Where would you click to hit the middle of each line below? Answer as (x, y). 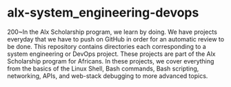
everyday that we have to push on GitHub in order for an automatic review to (116, 39)
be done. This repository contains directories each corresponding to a (107, 46)
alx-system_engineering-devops (103, 13)
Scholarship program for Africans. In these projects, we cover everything (111, 61)
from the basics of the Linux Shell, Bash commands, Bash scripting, (103, 68)
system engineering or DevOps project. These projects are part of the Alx (111, 54)
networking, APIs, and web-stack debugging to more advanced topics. (108, 76)
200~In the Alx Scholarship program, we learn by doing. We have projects (112, 32)
